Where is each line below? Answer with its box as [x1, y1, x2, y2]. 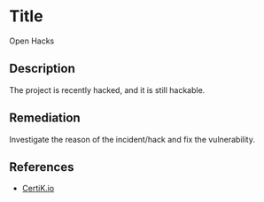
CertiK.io [21, 183, 55, 194]
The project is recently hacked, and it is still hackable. [9, 84, 206, 95]
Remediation [9, 111, 82, 126]
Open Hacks [9, 35, 55, 46]
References [9, 159, 74, 175]
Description [9, 61, 75, 76]
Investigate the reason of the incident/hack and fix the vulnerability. [9, 134, 255, 144]
